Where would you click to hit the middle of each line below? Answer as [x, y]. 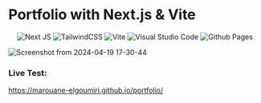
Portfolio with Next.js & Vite [102, 15]
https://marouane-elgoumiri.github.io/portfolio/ [86, 90]
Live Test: [28, 73]
